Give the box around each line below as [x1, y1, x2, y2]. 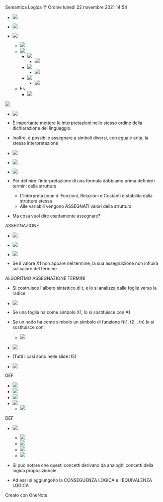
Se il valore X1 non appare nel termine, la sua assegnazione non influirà [12, 260, 159, 266]
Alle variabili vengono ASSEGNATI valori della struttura [19, 203, 132, 209]
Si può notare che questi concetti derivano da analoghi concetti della [12, 462, 154, 468]
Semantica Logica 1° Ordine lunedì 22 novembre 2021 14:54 [5, 4, 128, 10]
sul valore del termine [12, 266, 57, 271]
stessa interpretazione [12, 140, 59, 146]
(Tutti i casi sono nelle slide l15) [12, 353, 77, 359]
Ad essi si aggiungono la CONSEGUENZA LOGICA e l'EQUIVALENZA [12, 477, 153, 483]
